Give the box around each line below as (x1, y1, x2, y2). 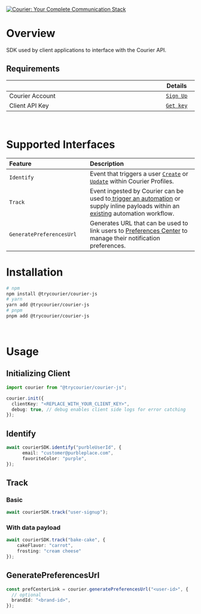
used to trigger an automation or (89, 194, 181, 202)
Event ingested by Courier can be (89, 186, 184, 195)
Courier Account (9, 92, 56, 100)
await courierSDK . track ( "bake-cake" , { (6, 537, 106, 543)
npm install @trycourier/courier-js (6, 291, 98, 297)
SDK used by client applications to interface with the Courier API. (6, 46, 166, 53)
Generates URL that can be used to (89, 219, 188, 227)
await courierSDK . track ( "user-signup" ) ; (6, 509, 109, 515)
